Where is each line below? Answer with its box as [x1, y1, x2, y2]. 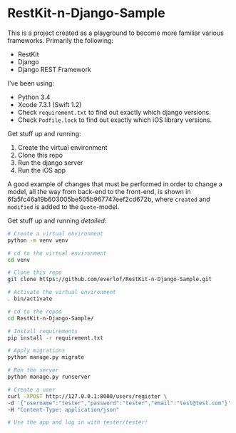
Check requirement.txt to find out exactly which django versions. [17, 108, 212, 116]
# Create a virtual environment [7, 230, 103, 237]
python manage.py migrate [7, 354, 84, 361]
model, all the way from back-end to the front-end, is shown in [7, 187, 191, 195]
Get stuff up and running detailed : [7, 216, 107, 225]
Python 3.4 [17, 93, 51, 101]
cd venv [7, 256, 31, 263]
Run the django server [17, 158, 83, 167]
